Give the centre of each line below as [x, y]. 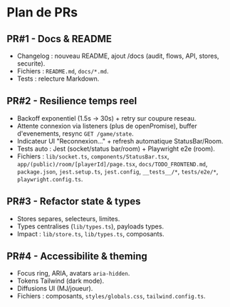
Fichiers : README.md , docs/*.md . [63, 71]
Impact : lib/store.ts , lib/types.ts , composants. [90, 233]
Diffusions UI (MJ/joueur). [55, 288]
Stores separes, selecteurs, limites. [68, 218]
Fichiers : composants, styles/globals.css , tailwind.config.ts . [111, 296]
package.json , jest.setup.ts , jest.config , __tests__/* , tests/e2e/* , [117, 171]
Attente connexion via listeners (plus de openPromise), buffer [107, 126]
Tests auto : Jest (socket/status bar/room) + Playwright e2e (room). [116, 149]
